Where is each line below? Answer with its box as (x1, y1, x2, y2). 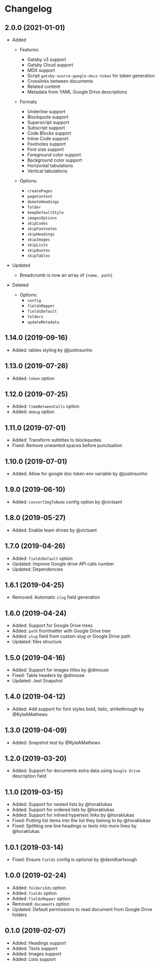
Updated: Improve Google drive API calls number (12, 560, 114, 567)
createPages (27, 189, 53, 194)
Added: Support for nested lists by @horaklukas (12, 801, 112, 807)
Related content (27, 83, 60, 89)
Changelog (5, 3, 52, 15)
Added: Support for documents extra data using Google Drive (12, 768, 141, 774)
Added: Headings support (12, 940, 66, 946)
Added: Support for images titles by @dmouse (12, 667, 109, 673)
